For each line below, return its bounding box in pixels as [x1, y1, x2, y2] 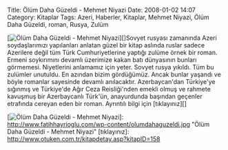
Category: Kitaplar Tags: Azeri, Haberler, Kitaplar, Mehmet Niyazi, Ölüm [7, 13, 209, 21]
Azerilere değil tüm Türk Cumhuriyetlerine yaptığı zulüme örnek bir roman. [7, 48, 218, 56]
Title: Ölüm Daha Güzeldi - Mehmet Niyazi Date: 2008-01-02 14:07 [7, 6, 196, 14]
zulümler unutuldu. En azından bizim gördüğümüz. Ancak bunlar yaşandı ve [7, 70, 222, 78]
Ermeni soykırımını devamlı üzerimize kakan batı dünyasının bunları [7, 56, 197, 64]
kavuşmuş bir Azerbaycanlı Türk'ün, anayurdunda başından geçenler [7, 92, 203, 100]
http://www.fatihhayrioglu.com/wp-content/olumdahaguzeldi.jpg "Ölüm [7, 120, 210, 128]
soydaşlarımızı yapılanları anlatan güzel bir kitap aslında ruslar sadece [7, 41, 205, 49]
